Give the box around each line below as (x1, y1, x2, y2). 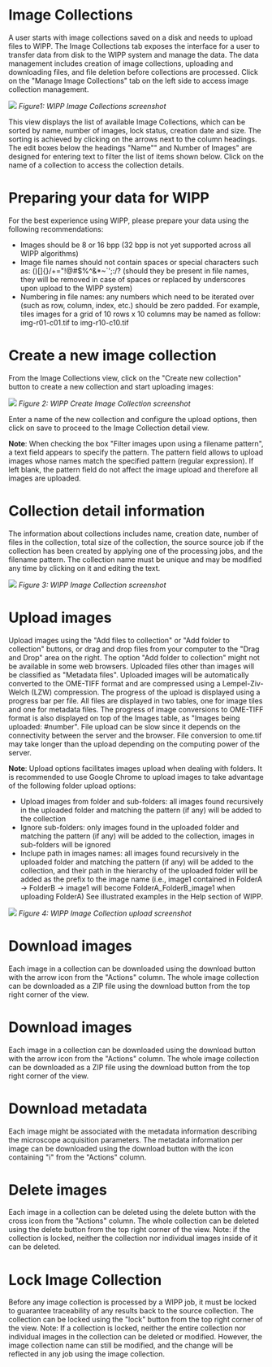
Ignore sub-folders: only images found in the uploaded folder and (19, 822, 240, 832)
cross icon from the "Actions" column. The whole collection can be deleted (8, 1216, 260, 1226)
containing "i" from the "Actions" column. (8, 1152, 147, 1162)
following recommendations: (8, 224, 104, 233)
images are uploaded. (8, 473, 81, 483)
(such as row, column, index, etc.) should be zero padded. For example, (19, 300, 260, 310)
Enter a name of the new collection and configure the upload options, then (8, 414, 257, 424)
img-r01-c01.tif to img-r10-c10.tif (19, 317, 129, 327)
